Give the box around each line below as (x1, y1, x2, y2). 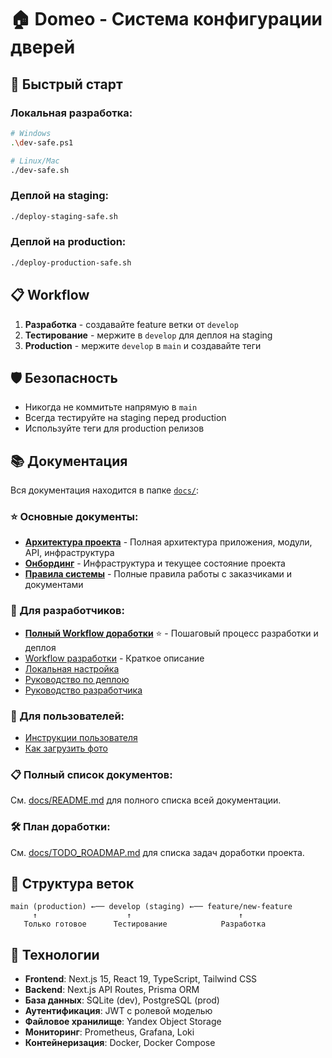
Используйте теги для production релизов (24, 422, 205, 435)
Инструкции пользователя (24, 732, 138, 744)
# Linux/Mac (10, 156, 60, 166)
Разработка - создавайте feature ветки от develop (24, 318, 239, 330)
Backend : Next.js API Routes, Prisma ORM (24, 984, 200, 996)
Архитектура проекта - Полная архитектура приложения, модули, (24, 536, 313, 548)
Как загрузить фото (24, 742, 108, 755)
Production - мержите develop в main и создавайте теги (24, 339, 262, 351)
